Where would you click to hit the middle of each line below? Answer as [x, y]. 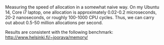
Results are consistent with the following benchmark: [59, 32]
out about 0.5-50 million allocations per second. [54, 22]
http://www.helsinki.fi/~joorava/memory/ [47, 37]
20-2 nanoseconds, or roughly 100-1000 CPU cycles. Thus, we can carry [80, 17]
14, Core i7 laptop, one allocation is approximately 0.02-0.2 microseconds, [81, 12]
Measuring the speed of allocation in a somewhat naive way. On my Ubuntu [82, 7]
